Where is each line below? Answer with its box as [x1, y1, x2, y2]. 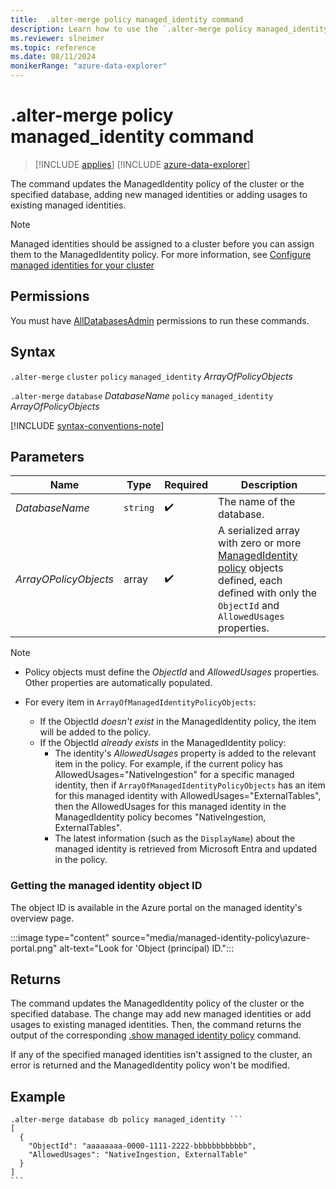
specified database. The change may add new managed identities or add [10, 1008, 312, 1020]
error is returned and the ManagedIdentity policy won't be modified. [10, 1059, 290, 1071]
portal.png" [10, 942, 58, 954]
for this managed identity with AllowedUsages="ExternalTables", [54, 790, 322, 802]
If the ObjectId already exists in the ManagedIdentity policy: [39, 737, 287, 749]
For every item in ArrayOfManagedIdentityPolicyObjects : [24, 696, 257, 708]
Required [164, 478, 209, 492]
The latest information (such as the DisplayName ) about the [54, 832, 296, 845]
